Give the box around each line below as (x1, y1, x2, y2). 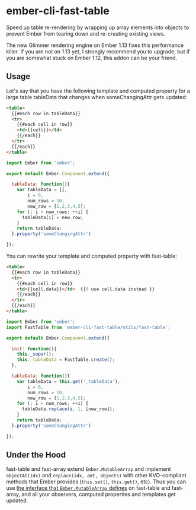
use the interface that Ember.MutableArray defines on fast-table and (6, 484, 171, 492)
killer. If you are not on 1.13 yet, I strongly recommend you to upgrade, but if (6, 47, 190, 55)
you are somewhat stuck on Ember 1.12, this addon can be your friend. (6, 54, 178, 61)
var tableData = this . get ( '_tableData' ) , (17, 378, 120, 384)
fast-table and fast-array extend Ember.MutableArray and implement (6, 465, 171, 473)
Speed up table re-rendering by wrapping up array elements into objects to (6, 24, 189, 31)
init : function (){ (11, 346, 57, 351)
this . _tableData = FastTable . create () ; (17, 357, 115, 363)
